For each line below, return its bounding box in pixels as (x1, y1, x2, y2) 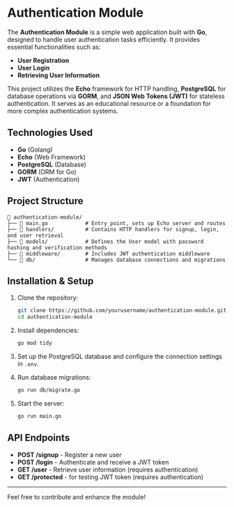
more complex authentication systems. (7, 107, 118, 115)
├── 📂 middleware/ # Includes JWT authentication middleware (7, 250, 210, 257)
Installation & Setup (7, 275, 94, 287)
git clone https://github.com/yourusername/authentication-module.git (17, 307, 227, 314)
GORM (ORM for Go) (17, 167, 77, 175)
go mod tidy (17, 340, 52, 347)
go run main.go (17, 412, 62, 419)
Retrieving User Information (17, 71, 100, 79)
